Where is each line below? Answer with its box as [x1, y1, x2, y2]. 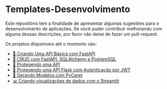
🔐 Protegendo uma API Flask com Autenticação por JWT [12, 67, 131, 73]
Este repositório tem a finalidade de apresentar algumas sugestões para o [5, 20, 159, 26]
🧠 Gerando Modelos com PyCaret [12, 72, 82, 78]
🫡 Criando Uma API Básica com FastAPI [12, 51, 96, 57]
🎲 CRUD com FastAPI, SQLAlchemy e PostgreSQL [12, 56, 116, 62]
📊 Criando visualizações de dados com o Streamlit [12, 77, 119, 84]
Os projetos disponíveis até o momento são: [5, 40, 97, 47]
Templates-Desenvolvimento [5, 4, 131, 15]
